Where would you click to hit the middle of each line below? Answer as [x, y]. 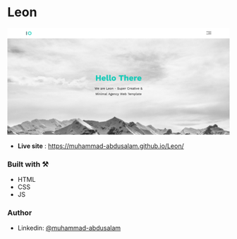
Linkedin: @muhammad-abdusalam [69, 228]
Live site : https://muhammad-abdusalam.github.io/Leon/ [101, 146]
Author [20, 212]
